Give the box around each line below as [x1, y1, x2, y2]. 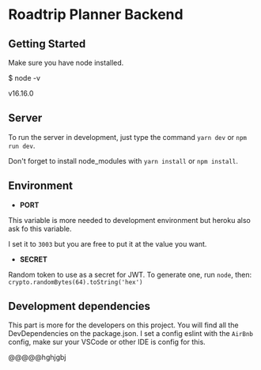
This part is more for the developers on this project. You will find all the [8, 320, 239, 330]
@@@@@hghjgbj [8, 353, 66, 362]
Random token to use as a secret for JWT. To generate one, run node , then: [8, 270, 252, 279]
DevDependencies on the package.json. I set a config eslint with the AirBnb [8, 329, 253, 338]
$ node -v [8, 74, 41, 82]
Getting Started [8, 37, 86, 51]
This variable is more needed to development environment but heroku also [8, 215, 251, 225]
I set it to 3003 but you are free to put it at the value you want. [8, 239, 207, 248]
